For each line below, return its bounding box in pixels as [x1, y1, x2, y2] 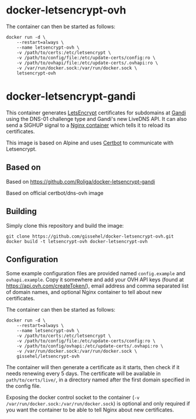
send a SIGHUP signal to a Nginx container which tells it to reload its [6, 121, 171, 129]
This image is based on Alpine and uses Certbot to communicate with [6, 139, 174, 146]
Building [6, 207, 37, 217]
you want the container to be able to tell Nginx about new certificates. [6, 406, 174, 414]
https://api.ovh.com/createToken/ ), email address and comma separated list [6, 282, 189, 289]
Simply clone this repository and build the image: [6, 222, 124, 229]
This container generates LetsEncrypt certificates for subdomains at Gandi [6, 109, 186, 116]
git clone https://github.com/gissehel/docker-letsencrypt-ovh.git [6, 233, 174, 239]
